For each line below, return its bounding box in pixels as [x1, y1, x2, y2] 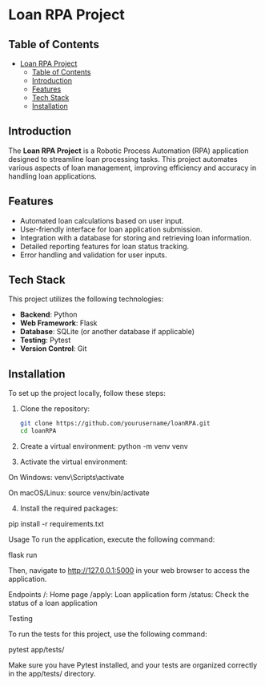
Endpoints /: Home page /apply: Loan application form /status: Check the [8, 590, 250, 599]
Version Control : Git [19, 344, 87, 353]
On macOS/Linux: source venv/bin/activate [8, 488, 150, 498]
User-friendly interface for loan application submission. [19, 224, 203, 234]
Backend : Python [19, 310, 78, 320]
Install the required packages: [19, 503, 118, 513]
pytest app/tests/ [8, 645, 65, 654]
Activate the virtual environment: [19, 457, 128, 466]
